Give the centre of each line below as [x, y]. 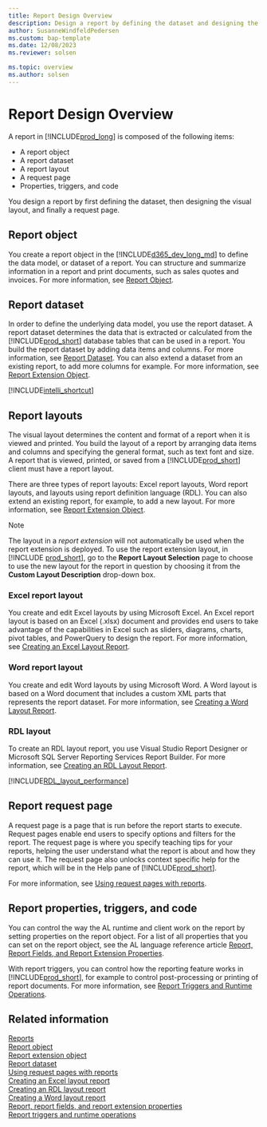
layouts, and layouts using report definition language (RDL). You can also [128, 493]
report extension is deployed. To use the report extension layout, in [118, 549]
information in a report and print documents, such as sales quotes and [124, 271]
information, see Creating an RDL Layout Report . [88, 766]
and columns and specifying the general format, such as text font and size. [131, 452]
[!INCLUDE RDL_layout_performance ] [69, 781]
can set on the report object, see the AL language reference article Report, [131, 945]
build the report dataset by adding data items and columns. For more [121, 349]
